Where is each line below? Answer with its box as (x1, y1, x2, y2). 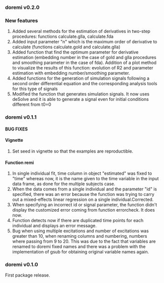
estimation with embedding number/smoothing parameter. (12, 70, 130, 76)
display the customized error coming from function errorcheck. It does (12, 207, 155, 213)
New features (5, 17, 38, 24)
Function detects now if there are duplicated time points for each (12, 218, 144, 223)
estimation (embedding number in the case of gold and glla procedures (12, 55, 157, 61)
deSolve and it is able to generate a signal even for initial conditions (12, 96, 149, 102)
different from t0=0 (12, 101, 52, 107)
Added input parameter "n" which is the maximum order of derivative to (12, 39, 157, 45)
